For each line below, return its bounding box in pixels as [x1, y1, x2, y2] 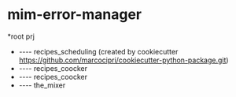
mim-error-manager [7, 6, 142, 24]
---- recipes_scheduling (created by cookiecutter [18, 47, 179, 56]
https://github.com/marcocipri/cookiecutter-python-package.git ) [18, 55, 229, 65]
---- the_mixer [18, 80, 66, 90]
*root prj [7, 32, 35, 41]
